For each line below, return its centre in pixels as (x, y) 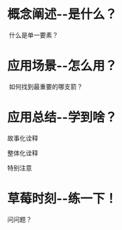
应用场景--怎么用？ (62, 66)
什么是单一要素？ (33, 35)
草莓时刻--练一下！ (62, 199)
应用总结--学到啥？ (62, 118)
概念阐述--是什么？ (62, 14)
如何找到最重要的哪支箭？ (46, 86)
